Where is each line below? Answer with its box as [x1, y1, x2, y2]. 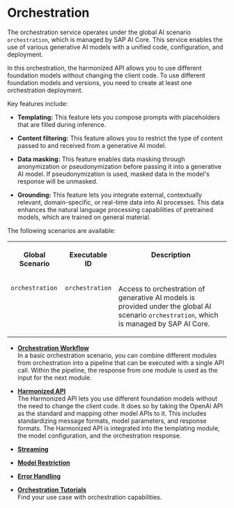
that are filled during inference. [17, 120, 107, 128]
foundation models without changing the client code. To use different [7, 71, 205, 80]
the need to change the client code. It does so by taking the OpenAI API [17, 401, 224, 410]
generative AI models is [118, 292, 195, 302]
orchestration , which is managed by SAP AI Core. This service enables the [7, 35, 223, 43]
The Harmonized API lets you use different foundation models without [17, 394, 218, 403]
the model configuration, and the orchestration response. [17, 431, 182, 440]
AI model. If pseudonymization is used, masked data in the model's [17, 170, 210, 178]
